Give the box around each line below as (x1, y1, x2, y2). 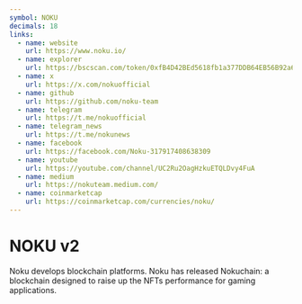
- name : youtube (17, 155, 78, 165)
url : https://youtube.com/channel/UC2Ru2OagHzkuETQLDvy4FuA (25, 164, 255, 173)
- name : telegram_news (17, 122, 102, 131)
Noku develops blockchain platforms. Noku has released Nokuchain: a (9, 265, 270, 276)
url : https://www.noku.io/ (25, 47, 127, 56)
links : (9, 30, 34, 39)
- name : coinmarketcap (17, 189, 102, 198)
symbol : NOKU (9, 13, 58, 22)
